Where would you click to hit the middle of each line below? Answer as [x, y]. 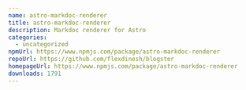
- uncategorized [42, 45]
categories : [28, 37]
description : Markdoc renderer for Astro [77, 30]
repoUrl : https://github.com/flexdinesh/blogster [91, 59]
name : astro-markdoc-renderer [58, 15]
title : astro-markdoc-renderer [60, 23]
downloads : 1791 [35, 74]
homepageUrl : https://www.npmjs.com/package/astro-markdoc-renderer [123, 67]
